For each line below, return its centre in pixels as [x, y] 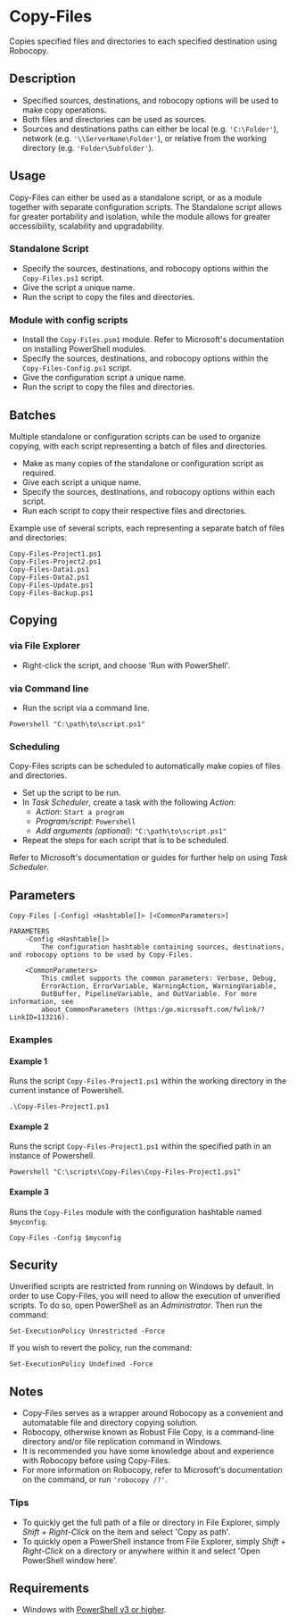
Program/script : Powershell [86, 821]
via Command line [49, 688]
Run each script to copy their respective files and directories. [134, 510]
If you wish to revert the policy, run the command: [101, 1348]
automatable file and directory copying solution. [110, 1423]
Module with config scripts [69, 320]
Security [33, 1264]
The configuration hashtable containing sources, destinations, [163, 947]
